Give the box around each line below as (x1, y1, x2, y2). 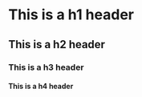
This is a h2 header (8, 38, 106, 51)
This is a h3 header (8, 62, 84, 73)
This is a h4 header (8, 82, 74, 91)
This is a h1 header (8, 6, 135, 24)
